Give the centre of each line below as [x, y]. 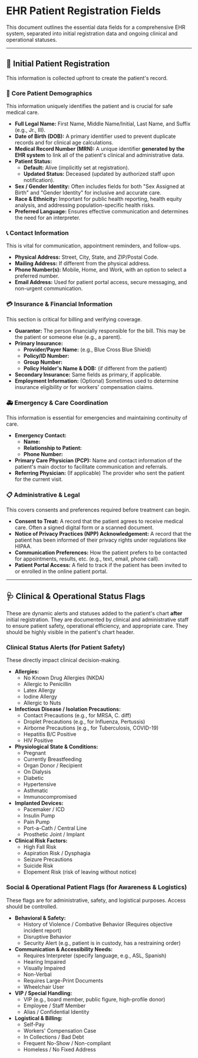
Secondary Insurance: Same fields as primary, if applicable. [88, 374]
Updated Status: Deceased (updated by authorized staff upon [99, 174]
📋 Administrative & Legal [43, 495]
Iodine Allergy [40, 697]
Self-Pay [34, 1024]
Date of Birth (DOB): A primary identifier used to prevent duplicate [95, 136]
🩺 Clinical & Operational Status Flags [76, 596]
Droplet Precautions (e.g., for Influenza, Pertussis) [84, 722]
